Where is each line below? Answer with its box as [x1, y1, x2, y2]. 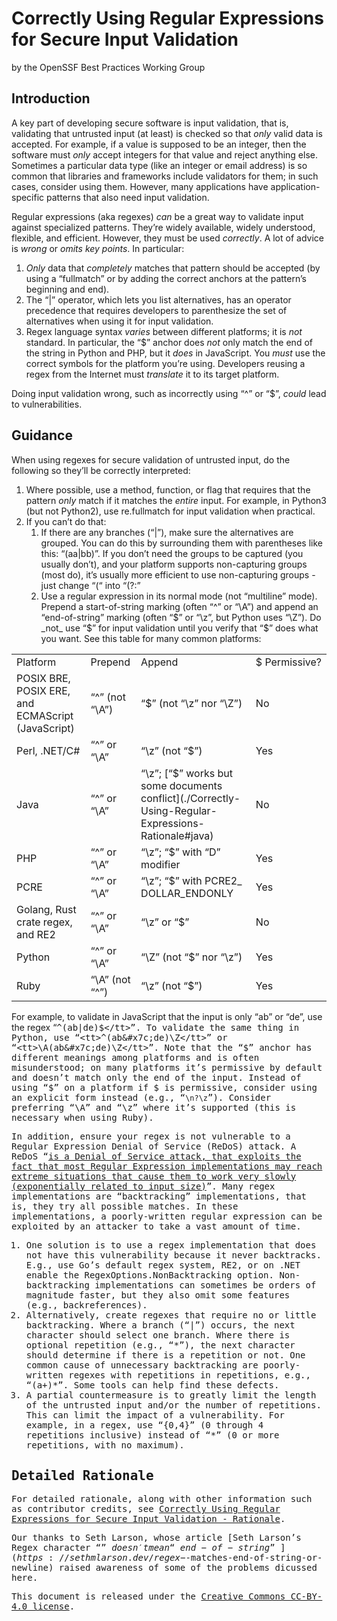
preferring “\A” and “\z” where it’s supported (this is [11, 1102, 297, 1113]
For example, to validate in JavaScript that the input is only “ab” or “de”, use [11, 1010, 323, 1022]
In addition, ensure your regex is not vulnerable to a [11, 1130, 291, 1142]
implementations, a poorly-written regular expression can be [11, 1210, 323, 1222]
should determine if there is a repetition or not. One [25, 1349, 306, 1361]
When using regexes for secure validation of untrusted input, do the [11, 453, 291, 466]
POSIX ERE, [16, 683, 71, 697]
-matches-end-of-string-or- [185, 1552, 323, 1564]
